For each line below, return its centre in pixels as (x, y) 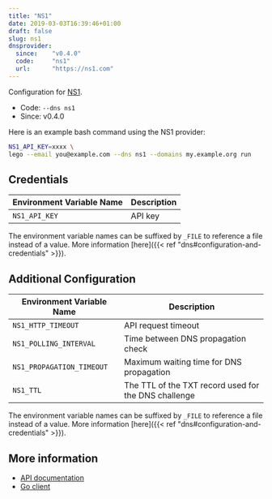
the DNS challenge (160, 396)
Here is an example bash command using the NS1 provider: (107, 131)
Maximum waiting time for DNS (183, 362)
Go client (35, 486)
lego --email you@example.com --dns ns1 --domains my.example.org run (130, 154)
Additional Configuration (72, 279)
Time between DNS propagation (185, 339)
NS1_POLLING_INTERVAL (54, 344)
